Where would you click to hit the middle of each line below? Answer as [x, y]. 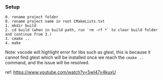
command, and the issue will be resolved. [47, 63]
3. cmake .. [17, 39]
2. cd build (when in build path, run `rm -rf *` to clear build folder [81, 30]
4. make [13, 43]
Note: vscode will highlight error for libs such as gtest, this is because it [78, 52]
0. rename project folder [32, 17]
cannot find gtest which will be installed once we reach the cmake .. [75, 57]
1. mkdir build [21, 26]
